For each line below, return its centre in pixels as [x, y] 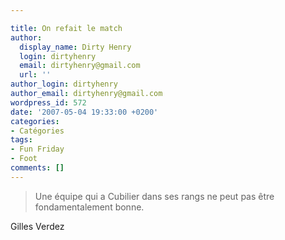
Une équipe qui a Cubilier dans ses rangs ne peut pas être [154, 196]
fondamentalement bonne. [89, 207]
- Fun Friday [37, 149]
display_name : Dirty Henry [75, 47]
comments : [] [37, 168]
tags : [21, 140]
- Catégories [37, 131]
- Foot [24, 159]
